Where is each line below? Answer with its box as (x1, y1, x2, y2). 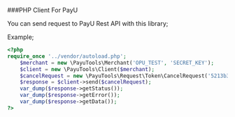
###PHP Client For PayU (7, 6, 78, 14)
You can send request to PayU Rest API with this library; (7, 19, 169, 27)
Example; (7, 33, 34, 41)
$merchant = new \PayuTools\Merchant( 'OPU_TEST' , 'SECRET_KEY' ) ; (20, 59, 215, 66)
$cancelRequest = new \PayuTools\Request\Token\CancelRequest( (20, 72, 208, 79)
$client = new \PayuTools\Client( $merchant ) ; (20, 65, 155, 72)
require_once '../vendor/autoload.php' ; (7, 52, 127, 60)
